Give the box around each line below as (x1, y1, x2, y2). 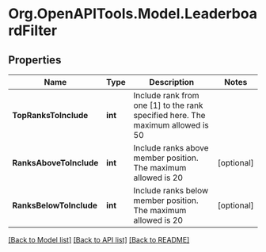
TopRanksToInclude (12, 110, 89, 120)
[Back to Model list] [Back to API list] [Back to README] (8, 235, 190, 244)
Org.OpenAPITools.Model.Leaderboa (8, 5, 257, 23)
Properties (8, 53, 62, 67)
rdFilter (8, 21, 58, 40)
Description (149, 77, 195, 87)
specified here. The (133, 110, 206, 120)
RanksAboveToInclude (12, 158, 99, 168)
